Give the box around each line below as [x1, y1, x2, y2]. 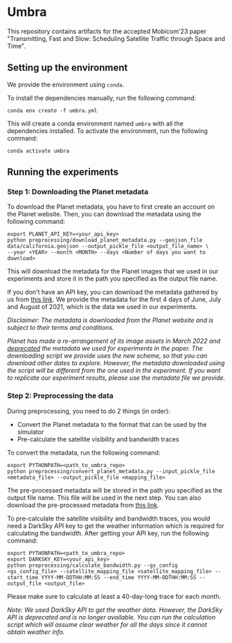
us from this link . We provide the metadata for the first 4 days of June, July [7, 295, 222, 303]
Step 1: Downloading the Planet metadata [7, 187, 149, 197]
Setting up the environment [7, 62, 128, 73]
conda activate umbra [7, 147, 70, 155]
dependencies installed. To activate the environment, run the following [7, 126, 208, 135]
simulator [17, 428, 44, 436]
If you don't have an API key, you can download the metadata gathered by [7, 288, 218, 297]
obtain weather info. [7, 628, 65, 636]
